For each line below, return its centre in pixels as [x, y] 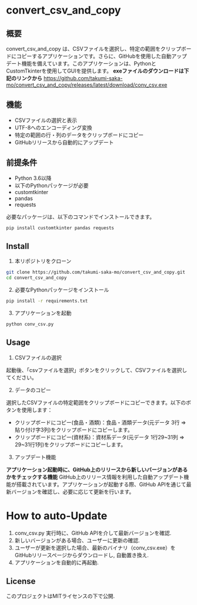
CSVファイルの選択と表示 [46, 120]
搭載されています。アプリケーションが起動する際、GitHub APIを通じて [101, 484]
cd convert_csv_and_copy [36, 278]
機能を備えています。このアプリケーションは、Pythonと [89, 63]
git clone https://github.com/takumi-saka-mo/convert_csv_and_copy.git [96, 272]
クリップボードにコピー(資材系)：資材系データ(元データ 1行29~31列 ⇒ [99, 437]
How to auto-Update [57, 516]
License [21, 581]
